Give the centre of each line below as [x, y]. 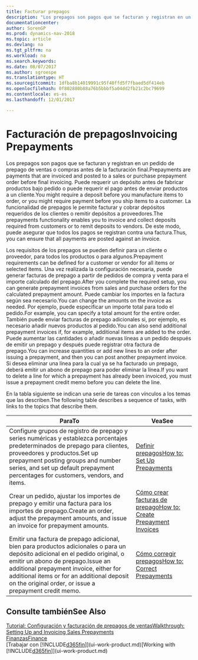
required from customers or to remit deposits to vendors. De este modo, [93, 226]
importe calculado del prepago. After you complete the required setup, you [96, 281]
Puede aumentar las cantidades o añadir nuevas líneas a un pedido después [99, 338]
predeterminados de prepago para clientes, [69, 446]
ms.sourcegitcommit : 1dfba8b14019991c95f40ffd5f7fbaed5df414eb [85, 83]
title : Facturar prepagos [38, 12]
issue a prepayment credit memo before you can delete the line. [84, 382]
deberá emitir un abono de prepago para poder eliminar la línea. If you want [97, 369]
